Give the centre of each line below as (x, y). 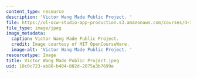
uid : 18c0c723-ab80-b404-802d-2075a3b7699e (60, 66)
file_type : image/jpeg (34, 28)
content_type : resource (35, 11)
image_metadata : (26, 33)
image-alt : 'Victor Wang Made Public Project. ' (72, 50)
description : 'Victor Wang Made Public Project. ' (69, 17)
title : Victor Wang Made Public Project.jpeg (62, 60)
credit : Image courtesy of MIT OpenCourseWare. (71, 45)
